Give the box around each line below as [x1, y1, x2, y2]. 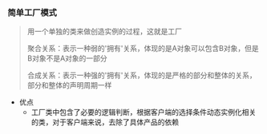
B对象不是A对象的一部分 [26, 53, 107, 63]
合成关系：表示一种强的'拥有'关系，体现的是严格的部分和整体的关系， [26, 70, 257, 81]
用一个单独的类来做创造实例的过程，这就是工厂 [26, 26, 182, 37]
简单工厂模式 [7, 6, 58, 18]
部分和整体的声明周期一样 [26, 81, 112, 90]
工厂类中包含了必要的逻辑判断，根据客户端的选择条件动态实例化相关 [30, 108, 257, 117]
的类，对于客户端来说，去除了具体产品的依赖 [30, 117, 180, 127]
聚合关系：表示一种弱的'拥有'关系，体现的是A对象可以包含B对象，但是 [26, 44, 260, 53]
